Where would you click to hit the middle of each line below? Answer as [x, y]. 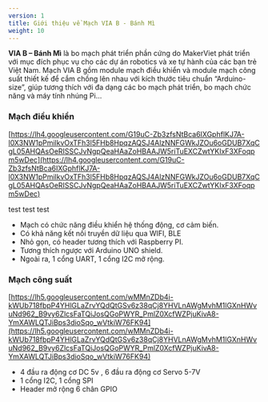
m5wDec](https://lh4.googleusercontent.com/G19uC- [97, 159]
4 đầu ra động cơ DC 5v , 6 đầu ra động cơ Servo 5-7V [110, 372]
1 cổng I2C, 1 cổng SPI [56, 380]
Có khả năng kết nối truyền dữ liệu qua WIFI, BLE [100, 233]
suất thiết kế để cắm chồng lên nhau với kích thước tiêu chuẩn [111, 79]
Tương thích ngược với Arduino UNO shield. [91, 250]
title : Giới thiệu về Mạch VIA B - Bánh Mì [82, 23]
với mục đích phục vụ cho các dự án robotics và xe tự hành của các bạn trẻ [133, 62]
